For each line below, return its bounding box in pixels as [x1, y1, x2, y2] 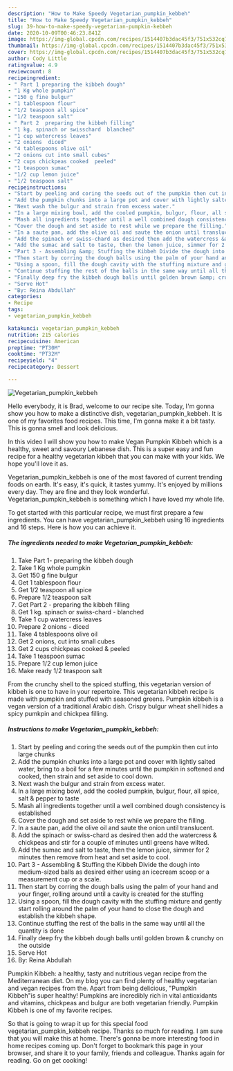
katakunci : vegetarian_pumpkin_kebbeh [8, 324, 120, 332]
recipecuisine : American [8, 338, 80, 345]
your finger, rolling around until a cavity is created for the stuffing [17, 890, 204, 898]
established [17, 809, 51, 817]
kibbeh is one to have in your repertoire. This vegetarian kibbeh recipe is [8, 687, 214, 695]
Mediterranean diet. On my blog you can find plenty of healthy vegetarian [8, 976, 217, 985]
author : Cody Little [8, 55, 68, 62]
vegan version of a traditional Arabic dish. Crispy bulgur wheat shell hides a [8, 702, 223, 710]
